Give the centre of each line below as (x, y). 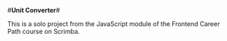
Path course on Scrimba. (44, 31)
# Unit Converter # (34, 10)
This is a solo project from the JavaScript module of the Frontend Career (114, 24)
